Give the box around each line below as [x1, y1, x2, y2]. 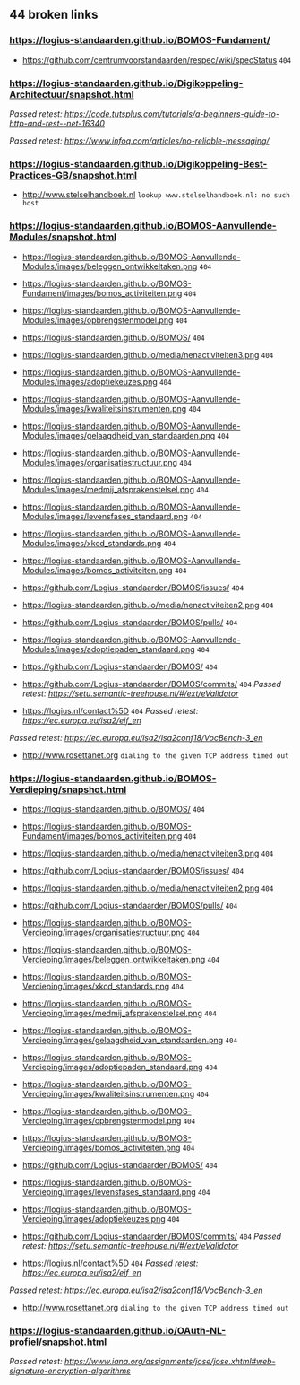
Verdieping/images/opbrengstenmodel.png [21, 1115, 182, 1126]
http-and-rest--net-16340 [9, 118, 106, 128]
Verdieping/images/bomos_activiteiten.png [21, 1142, 181, 1153]
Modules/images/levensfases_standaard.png [21, 510, 188, 521]
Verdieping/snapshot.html [9, 783, 127, 796]
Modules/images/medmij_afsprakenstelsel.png [21, 483, 195, 494]
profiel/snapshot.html [9, 1336, 107, 1348]
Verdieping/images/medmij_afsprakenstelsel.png [21, 1007, 203, 1018]
